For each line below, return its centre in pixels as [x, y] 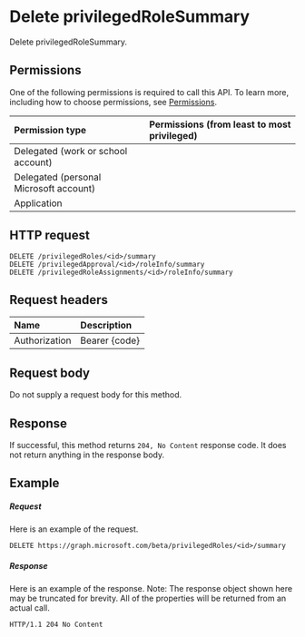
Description [106, 326]
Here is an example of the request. [74, 529]
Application [38, 203]
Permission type [50, 130]
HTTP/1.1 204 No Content [56, 625]
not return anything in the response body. [87, 455]
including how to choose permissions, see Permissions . [113, 102]
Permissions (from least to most [220, 124]
